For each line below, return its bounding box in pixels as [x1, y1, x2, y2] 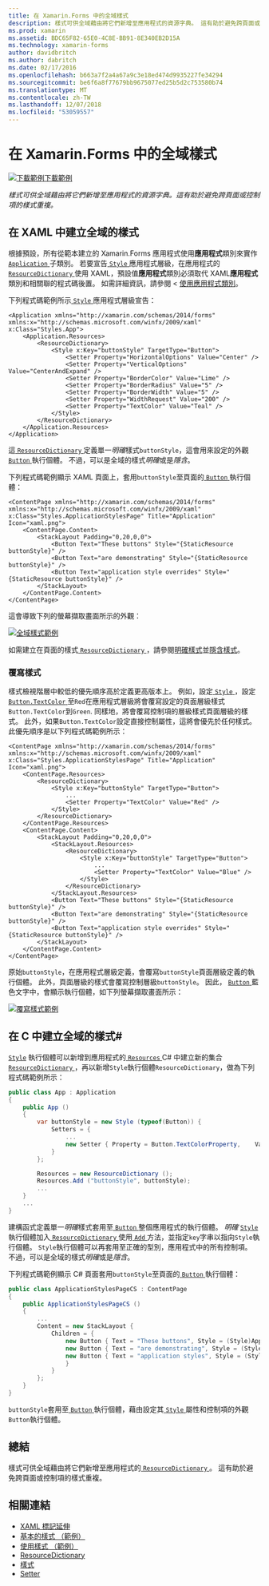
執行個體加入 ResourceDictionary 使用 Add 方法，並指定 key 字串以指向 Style [8, 1232, 253, 1242]
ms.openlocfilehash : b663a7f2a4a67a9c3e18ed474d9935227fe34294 [8, 71, 224, 79]
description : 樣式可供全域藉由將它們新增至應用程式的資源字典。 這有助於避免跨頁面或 [8, 19, 261, 27]
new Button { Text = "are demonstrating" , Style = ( [65, 1344, 245, 1353]
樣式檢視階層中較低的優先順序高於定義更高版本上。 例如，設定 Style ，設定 [8, 686, 256, 696]
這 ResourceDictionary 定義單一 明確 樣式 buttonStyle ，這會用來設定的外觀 [8, 445, 249, 455]
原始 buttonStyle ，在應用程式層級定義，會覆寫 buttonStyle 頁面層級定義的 [8, 968, 248, 977]
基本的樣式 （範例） [19, 1531, 85, 1540]
